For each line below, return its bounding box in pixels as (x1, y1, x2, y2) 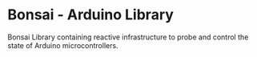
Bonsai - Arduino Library (7, 6, 174, 24)
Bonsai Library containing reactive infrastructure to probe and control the (7, 32, 249, 42)
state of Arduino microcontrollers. (7, 40, 118, 50)
